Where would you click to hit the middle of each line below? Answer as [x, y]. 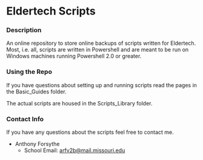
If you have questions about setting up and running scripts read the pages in [101, 85]
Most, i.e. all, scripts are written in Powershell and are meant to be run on [98, 50]
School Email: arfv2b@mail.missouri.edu [75, 150]
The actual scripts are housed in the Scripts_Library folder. [79, 103]
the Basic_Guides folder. [36, 92]
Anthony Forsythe [37, 144]
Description [24, 30]
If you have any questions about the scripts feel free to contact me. [90, 132]
